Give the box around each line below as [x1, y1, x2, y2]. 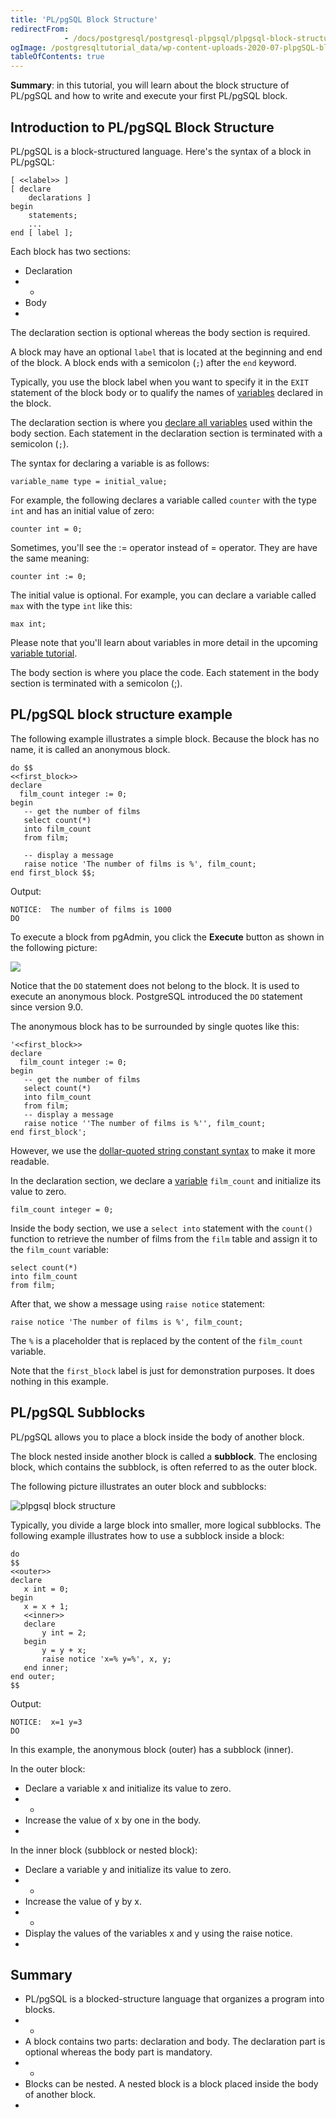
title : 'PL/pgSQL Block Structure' [10, 14, 159, 25]
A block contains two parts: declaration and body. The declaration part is [24, 2036, 326, 2048]
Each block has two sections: [10, 245, 131, 257]
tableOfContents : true [10, 52, 105, 62]
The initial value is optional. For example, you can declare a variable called [10, 589, 317, 601]
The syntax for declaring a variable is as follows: [10, 457, 210, 469]
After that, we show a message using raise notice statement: [10, 1297, 266, 1310]
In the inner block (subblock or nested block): [10, 1844, 198, 1856]
